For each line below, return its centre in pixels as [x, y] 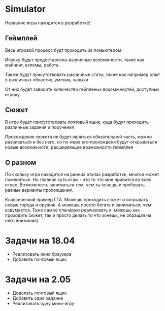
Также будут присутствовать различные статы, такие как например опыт [82, 74]
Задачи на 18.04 [40, 241]
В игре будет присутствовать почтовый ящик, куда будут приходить [77, 122]
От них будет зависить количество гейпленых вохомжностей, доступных [82, 89]
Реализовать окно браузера [42, 254]
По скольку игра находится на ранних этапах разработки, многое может [82, 174]
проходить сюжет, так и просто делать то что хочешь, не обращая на [78, 215]
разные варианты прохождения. [39, 190]
